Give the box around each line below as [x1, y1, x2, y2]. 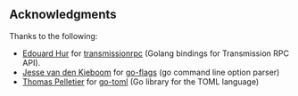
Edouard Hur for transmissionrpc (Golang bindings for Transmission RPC [21, 48, 290, 59]
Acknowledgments [9, 7, 118, 22]
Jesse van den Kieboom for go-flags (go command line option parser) [21, 67, 280, 77]
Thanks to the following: [9, 30, 98, 41]
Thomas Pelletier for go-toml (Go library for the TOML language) [21, 76, 260, 87]
